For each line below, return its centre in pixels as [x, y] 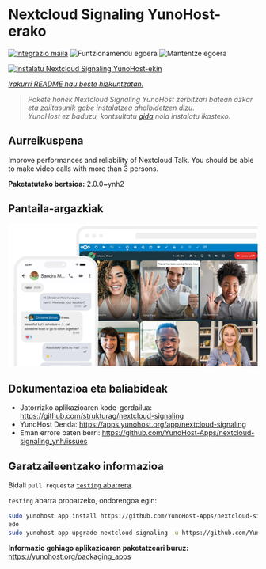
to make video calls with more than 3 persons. [84, 169]
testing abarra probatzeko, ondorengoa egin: [83, 501]
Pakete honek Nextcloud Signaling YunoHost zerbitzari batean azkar [140, 99]
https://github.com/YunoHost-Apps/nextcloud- [178, 433]
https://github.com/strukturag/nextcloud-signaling [102, 416]
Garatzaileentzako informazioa [86, 466]
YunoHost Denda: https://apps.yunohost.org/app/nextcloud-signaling [133, 424]
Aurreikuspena [46, 141]
